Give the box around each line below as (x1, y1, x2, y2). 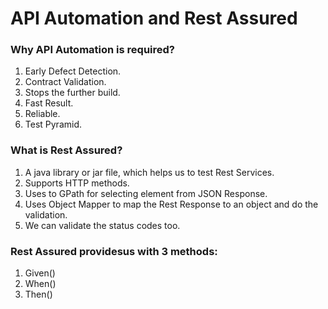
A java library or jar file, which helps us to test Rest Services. (24, 166, 275, 178)
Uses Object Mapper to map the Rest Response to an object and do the (24, 198, 319, 210)
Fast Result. (24, 97, 74, 109)
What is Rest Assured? (10, 143, 123, 157)
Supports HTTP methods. (24, 177, 130, 189)
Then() (24, 288, 53, 301)
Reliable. (24, 108, 61, 120)
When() (24, 278, 57, 290)
